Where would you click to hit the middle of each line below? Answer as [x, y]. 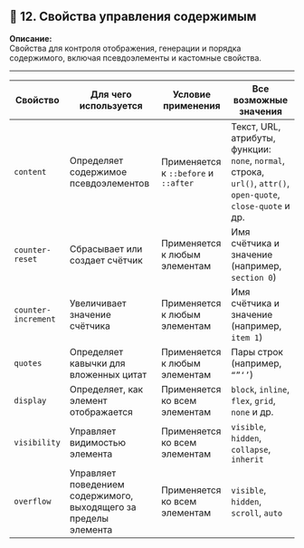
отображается [101, 411]
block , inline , [260, 389]
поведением [97, 484]
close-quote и [261, 206]
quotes [28, 363]
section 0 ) [254, 277]
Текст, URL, [256, 126]
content [30, 172]
